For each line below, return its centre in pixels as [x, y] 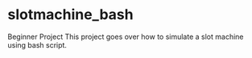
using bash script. [37, 44]
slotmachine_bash [70, 15]
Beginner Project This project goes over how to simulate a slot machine [126, 37]
